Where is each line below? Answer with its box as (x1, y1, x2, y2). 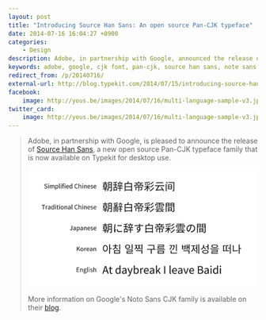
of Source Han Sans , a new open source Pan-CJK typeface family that (27, 145, 258, 154)
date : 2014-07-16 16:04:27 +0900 (8, 29, 119, 37)
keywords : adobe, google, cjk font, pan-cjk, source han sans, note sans (8, 64, 257, 71)
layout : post (8, 13, 51, 21)
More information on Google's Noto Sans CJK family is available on (27, 294, 247, 303)
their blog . (27, 303, 62, 312)
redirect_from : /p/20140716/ (8, 71, 104, 79)
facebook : (8, 88, 41, 96)
